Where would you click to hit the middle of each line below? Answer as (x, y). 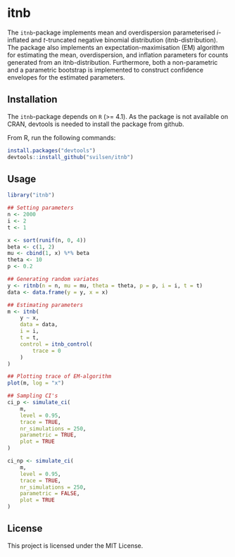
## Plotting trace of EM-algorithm (59, 377)
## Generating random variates (53, 280)
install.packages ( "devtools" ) (52, 150)
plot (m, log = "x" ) (36, 383)
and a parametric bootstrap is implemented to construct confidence (106, 70)
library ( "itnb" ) (31, 195)
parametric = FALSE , (50, 494)
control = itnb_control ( (56, 344)
